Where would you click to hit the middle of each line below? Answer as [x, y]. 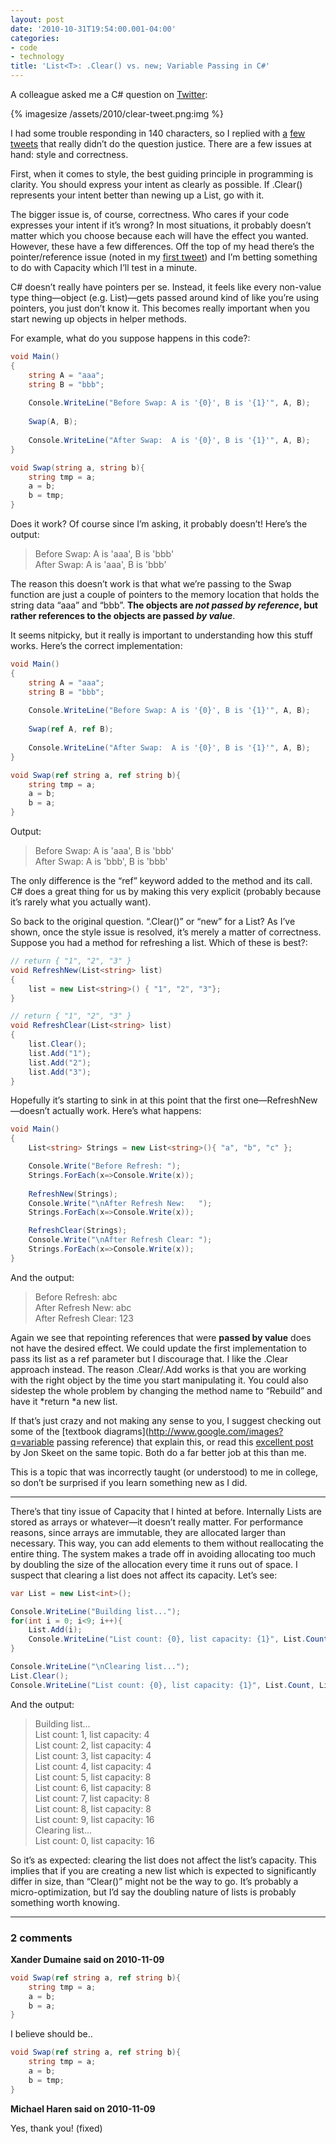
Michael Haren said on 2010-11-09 [83, 2108]
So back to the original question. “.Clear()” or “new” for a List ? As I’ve [153, 921]
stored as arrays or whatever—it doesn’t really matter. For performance [157, 1522]
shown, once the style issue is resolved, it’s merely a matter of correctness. [166, 932]
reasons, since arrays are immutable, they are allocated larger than [148, 1532]
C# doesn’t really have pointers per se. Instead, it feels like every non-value [166, 287]
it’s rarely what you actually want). [81, 902]
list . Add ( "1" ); [60, 1053]
